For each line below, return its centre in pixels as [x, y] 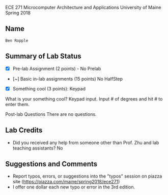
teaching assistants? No [38, 148]
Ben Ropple [17, 40]
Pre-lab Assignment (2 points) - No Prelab [57, 68]
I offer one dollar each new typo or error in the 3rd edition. [74, 187]
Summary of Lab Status [43, 56]
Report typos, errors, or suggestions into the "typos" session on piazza [87, 176]
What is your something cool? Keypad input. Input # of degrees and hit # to [84, 99]
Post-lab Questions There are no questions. [51, 114]
